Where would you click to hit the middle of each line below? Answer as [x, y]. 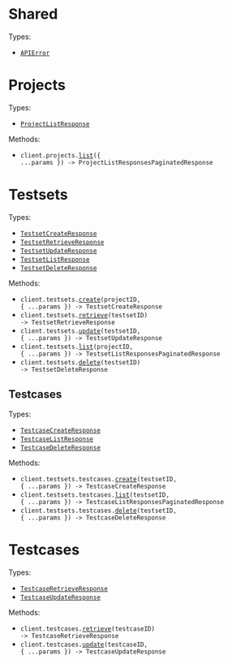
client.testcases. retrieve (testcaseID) [88, 629]
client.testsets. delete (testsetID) [80, 362]
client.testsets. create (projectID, [80, 300]
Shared [33, 14]
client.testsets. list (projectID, [77, 347]
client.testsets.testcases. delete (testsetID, [98, 511]
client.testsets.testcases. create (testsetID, [98, 479]
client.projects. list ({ [60, 155]
